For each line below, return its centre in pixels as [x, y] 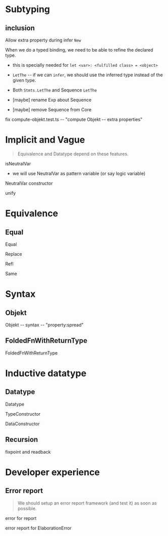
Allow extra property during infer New [43, 40]
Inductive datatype [46, 373]
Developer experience [52, 472]
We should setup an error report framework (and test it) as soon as [87, 503]
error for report [21, 518]
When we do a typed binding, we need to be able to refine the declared [79, 50]
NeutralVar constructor [29, 183]
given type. [24, 80]
